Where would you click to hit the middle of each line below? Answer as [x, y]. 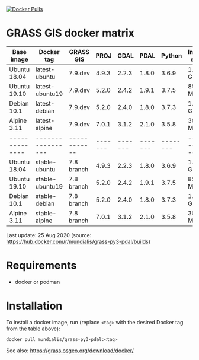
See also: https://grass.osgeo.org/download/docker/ [70, 351]
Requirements [41, 265]
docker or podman [37, 282]
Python [171, 55]
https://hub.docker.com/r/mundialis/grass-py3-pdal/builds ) [78, 241]
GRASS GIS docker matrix [70, 33]
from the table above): [33, 329]
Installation [34, 306]
